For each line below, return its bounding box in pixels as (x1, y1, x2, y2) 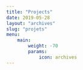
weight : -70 (28, 43, 59, 49)
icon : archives (38, 54, 78, 60)
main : (17, 37, 32, 43)
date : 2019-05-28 (6, 15, 50, 21)
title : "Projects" (6, 9, 53, 15)
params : (28, 49, 47, 55)
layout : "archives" (6, 20, 56, 26)
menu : (6, 32, 20, 38)
